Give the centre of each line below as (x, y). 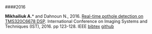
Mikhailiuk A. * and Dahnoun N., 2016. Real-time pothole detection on (74, 16)
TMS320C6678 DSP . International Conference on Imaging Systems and (76, 21)
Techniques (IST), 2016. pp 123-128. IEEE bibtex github (60, 26)
